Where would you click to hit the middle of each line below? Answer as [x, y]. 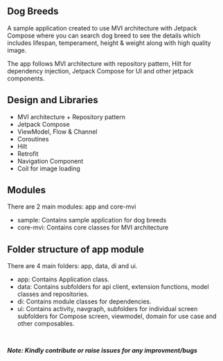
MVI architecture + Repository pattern [71, 116]
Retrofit [28, 153]
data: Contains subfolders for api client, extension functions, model [113, 287]
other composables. [46, 324]
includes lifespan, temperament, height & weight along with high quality [109, 43]
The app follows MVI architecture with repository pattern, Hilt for [99, 63]
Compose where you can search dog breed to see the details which [104, 35]
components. [26, 78]
